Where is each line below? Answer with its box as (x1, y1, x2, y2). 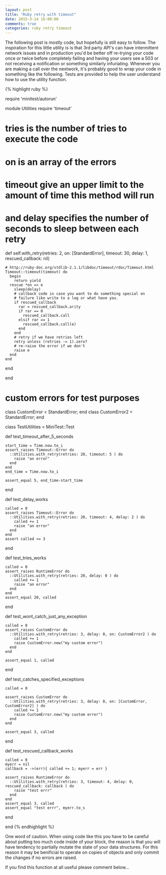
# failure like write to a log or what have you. (14, 295, 119, 300)
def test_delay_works (5, 496, 48, 502)
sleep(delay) (14, 287, 41, 292)
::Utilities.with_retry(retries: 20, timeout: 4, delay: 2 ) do (9, 514, 145, 519)
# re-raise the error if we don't (14, 343, 85, 349)
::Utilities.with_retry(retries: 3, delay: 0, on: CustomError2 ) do (9, 631, 156, 636)
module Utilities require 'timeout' (5, 106, 72, 112)
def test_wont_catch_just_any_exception (5, 613, 87, 619)
